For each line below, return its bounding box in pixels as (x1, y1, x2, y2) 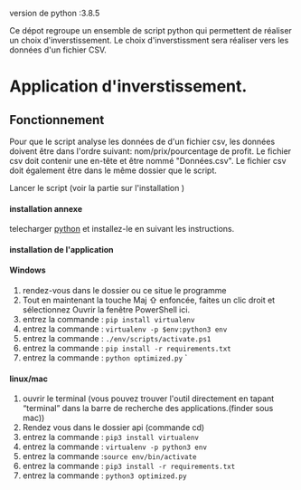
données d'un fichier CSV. (9, 44, 107, 55)
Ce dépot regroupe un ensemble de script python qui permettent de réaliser (9, 25, 292, 35)
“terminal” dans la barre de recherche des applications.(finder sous (22, 403, 274, 414)
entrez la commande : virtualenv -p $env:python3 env (22, 323, 228, 334)
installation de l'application (9, 244, 115, 255)
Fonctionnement (9, 112, 105, 128)
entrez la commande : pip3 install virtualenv (22, 432, 200, 443)
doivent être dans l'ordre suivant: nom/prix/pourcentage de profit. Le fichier (9, 146, 292, 157)
